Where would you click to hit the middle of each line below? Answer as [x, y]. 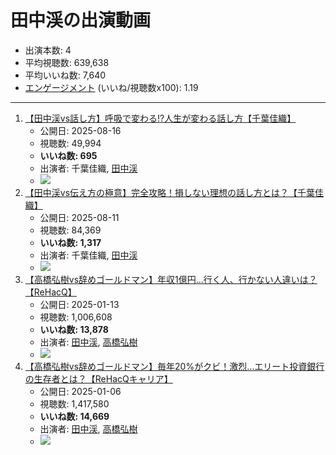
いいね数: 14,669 [74, 416]
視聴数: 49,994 [70, 143]
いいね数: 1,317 [70, 242]
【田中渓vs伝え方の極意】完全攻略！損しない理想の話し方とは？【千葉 [170, 192]
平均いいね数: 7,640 [65, 75]
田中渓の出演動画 [81, 20]
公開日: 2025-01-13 [79, 304]
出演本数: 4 [48, 50]
